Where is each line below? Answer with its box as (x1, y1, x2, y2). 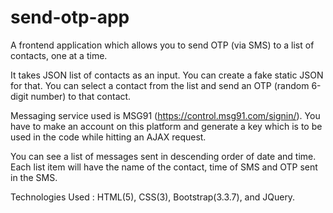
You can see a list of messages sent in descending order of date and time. (10, 150, 317, 162)
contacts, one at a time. (10, 49, 108, 61)
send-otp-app (10, 6, 130, 29)
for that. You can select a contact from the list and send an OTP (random (10, 79, 310, 91)
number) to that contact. (30, 90, 132, 102)
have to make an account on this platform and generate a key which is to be (10, 120, 323, 132)
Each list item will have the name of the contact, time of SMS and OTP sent (10, 161, 318, 173)
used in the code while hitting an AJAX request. (10, 131, 207, 143)
